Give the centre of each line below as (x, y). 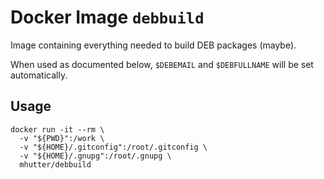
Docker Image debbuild (107, 17)
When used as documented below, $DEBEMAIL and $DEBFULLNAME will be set (162, 64)
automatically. (39, 75)
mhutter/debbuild (55, 164)
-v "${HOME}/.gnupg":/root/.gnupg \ (95, 156)
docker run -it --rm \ (57, 129)
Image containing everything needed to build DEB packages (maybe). (153, 45)
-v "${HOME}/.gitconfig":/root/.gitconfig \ (113, 147)
